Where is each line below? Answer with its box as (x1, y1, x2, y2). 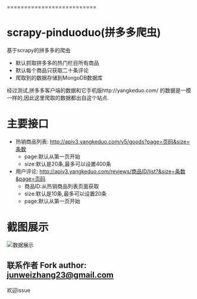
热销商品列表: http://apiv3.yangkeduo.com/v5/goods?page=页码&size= (15, 138, 190, 145)
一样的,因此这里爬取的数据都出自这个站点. (7, 94, 110, 101)
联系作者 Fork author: (7, 260, 87, 270)
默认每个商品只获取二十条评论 (15, 67, 89, 74)
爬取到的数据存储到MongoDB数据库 (15, 74, 103, 81)
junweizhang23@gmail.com (7, 270, 114, 280)
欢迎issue (7, 287, 30, 294)
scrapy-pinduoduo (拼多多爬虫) (7, 26, 161, 39)
